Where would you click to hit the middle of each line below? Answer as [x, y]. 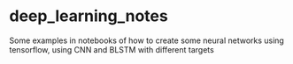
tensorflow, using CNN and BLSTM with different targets [112, 49]
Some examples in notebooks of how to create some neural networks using [147, 40]
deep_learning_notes [89, 16]
